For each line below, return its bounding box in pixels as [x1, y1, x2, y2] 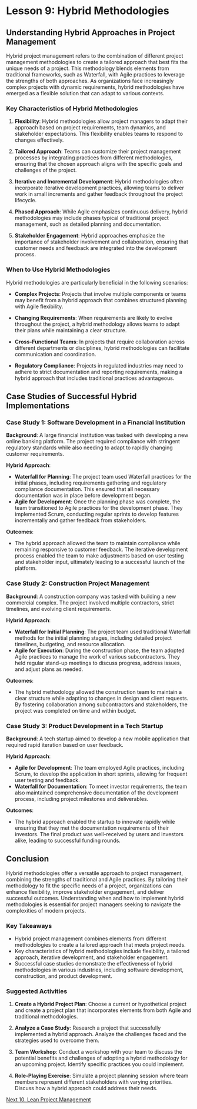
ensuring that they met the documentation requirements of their [14, 824, 169, 831]
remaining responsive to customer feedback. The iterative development [14, 546, 188, 553]
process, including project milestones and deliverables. [14, 795, 149, 802]
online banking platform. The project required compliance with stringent [6, 438, 181, 445]
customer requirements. [6, 450, 65, 457]
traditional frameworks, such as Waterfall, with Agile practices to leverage [6, 71, 185, 78]
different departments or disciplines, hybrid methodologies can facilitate [14, 344, 190, 351]
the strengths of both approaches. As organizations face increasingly [6, 78, 174, 84]
